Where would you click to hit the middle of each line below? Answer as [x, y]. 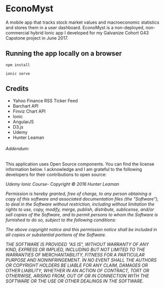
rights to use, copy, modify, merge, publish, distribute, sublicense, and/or [80, 209]
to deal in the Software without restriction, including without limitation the [80, 204]
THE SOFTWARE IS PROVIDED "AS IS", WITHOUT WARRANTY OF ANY [77, 244]
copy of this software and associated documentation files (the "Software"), [82, 199]
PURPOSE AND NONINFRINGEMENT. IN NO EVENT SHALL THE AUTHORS [81, 260]
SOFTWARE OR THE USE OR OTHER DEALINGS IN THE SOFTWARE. [75, 281]
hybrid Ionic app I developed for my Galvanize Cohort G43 [90, 33]
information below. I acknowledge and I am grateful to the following [74, 169]
